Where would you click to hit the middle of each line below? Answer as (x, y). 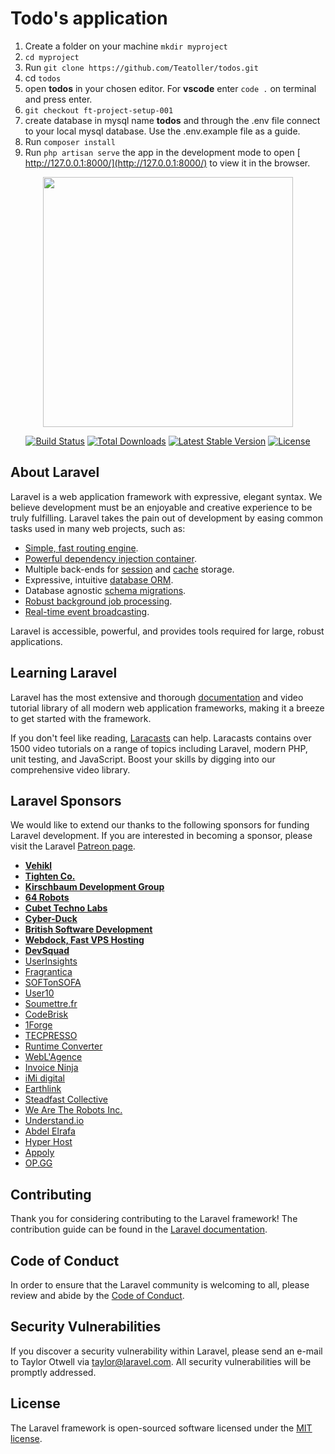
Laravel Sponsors (66, 800)
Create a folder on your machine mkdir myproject (126, 46)
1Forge (38, 1025)
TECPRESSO (51, 1036)
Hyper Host (48, 1142)
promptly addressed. (53, 1372)
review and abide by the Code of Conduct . (97, 1295)
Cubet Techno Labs (66, 908)
